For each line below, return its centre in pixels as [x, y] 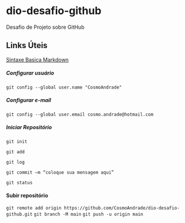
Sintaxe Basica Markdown [38, 59]
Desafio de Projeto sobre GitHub [45, 27]
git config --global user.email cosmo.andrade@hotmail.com [80, 114]
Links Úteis [27, 45]
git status [19, 183]
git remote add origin [34, 208]
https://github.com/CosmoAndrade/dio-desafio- [122, 208]
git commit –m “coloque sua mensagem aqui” [60, 172]
